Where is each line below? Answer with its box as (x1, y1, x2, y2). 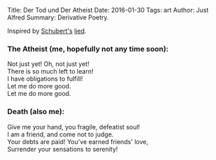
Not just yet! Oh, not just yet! (7, 60, 89, 68)
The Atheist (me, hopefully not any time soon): (7, 44, 169, 54)
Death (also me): (7, 107, 65, 117)
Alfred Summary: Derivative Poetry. (7, 13, 110, 22)
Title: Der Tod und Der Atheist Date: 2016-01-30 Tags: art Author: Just (7, 6, 209, 14)
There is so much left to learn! (7, 67, 94, 76)
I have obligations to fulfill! (7, 74, 83, 83)
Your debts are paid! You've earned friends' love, (7, 137, 149, 145)
